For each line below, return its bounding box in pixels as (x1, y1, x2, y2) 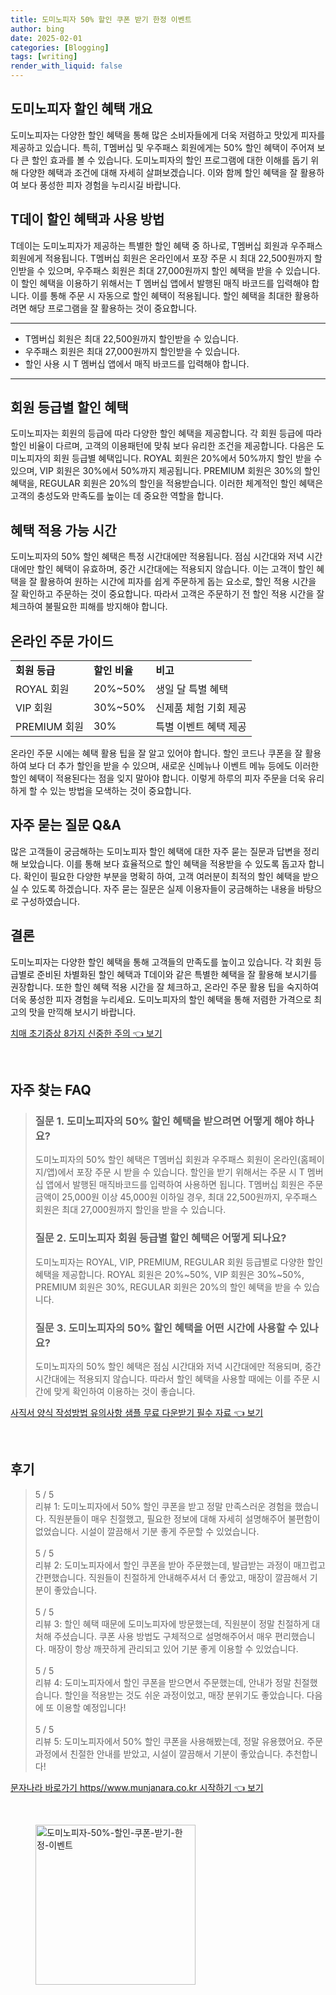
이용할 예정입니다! (56, 1701, 127, 1713)
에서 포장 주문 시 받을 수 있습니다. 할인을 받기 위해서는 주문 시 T (57, 1166, 305, 1178)
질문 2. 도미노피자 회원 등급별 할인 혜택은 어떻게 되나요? (34, 1231, 287, 1245)
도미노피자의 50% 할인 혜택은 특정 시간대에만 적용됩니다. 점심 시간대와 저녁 (10, 551, 305, 563)
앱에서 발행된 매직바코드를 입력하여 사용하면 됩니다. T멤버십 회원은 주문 (45, 1179, 324, 1191)
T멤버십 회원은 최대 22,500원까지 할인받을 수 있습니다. (24, 332, 239, 345)
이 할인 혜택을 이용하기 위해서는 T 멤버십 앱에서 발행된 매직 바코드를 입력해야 (10, 277, 310, 289)
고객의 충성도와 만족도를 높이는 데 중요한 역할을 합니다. (10, 490, 224, 502)
